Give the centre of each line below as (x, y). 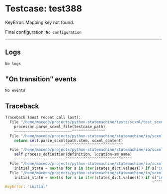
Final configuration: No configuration (43, 32)
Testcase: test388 (44, 9)
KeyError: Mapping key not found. (40, 22)
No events (15, 91)
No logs (13, 64)
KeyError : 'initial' (27, 187)
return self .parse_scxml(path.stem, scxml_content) (69, 140)
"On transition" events (41, 79)
